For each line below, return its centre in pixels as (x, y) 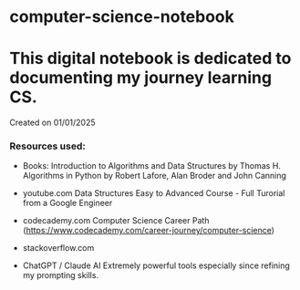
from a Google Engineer (67, 203)
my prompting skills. (60, 275)
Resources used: (48, 146)
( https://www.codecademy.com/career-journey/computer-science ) (149, 231)
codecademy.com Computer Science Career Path (116, 221)
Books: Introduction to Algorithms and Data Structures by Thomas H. (151, 166)
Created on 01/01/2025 (52, 123)
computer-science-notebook (122, 17)
